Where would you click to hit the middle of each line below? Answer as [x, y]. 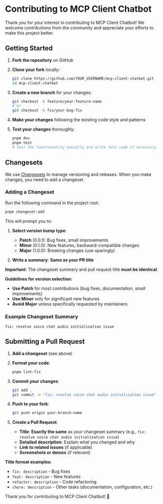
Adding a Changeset [30, 192]
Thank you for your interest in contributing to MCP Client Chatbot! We [75, 22]
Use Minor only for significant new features [56, 299]
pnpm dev [21, 138]
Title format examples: [28, 462]
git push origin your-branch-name [47, 413]
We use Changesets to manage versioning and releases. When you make [78, 174]
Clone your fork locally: [36, 69]
